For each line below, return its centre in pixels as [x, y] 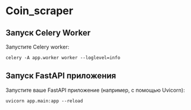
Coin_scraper [40, 11]
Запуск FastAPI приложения [61, 76]
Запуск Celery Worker [48, 33]
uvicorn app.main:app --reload [44, 101]
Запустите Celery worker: [37, 47]
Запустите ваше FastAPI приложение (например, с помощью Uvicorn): [95, 90]
